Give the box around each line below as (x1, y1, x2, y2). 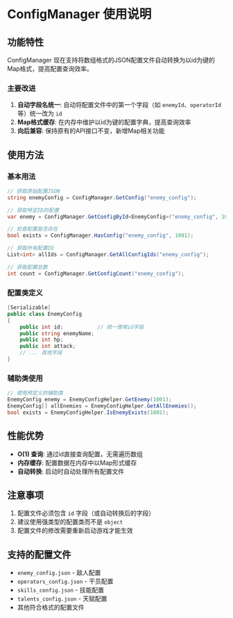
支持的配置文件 (7, 549, 71, 560)
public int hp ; (19, 336, 64, 344)
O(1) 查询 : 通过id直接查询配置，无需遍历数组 (17, 449, 144, 458)
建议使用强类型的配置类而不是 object (17, 518, 123, 526)
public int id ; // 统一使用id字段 (19, 324, 144, 331)
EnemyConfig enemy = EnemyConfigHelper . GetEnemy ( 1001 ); (7, 396, 172, 403)
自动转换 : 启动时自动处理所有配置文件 (17, 467, 125, 476)
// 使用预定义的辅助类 (7, 390, 64, 396)
